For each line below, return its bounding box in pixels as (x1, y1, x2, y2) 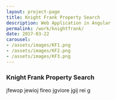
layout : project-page (6, 8, 60, 15)
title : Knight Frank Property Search (6, 14, 100, 20)
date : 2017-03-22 (6, 31, 50, 37)
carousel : (6, 37, 31, 43)
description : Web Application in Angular (6, 20, 111, 26)
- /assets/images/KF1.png (6, 43, 71, 49)
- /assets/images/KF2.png (6, 48, 71, 54)
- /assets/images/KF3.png (6, 53, 71, 59)
